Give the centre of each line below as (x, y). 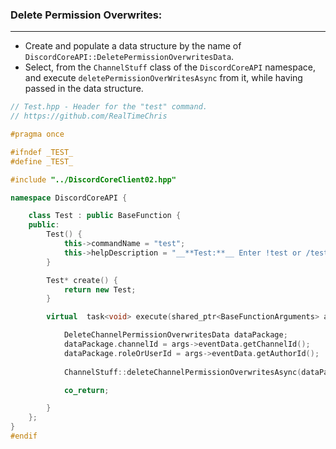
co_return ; (86, 390)
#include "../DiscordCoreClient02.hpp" (93, 179)
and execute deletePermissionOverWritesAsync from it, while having (163, 78)
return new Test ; (100, 289)
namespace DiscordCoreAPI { (69, 198)
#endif (24, 436)
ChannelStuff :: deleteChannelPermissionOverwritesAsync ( (182, 372)
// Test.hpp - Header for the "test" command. (109, 107)
